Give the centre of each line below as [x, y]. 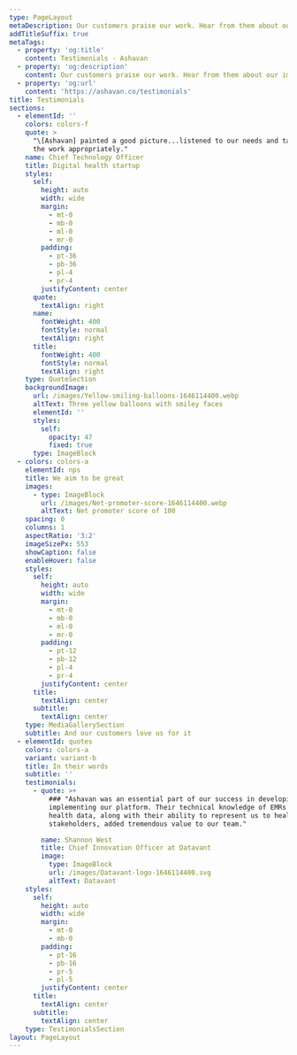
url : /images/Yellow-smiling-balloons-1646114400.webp [136, 396]
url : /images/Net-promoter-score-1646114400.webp [134, 503]
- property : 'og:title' [61, 50]
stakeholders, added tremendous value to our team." [148, 824]
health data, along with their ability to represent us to [160, 815]
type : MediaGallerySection [75, 725]
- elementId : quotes [55, 741]
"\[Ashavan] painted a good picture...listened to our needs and [155, 141]
